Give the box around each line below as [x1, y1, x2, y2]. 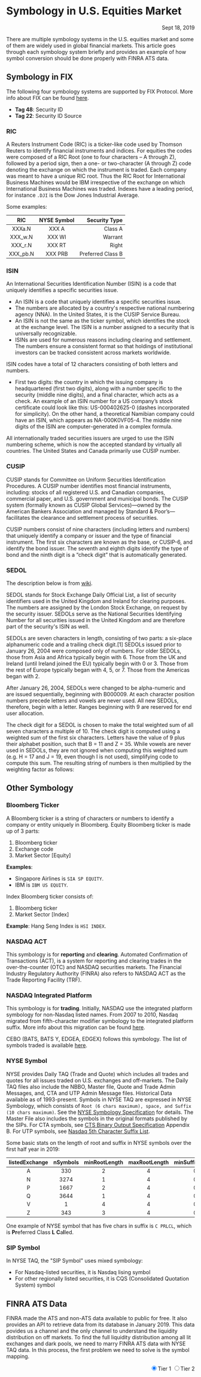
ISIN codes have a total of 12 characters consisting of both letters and [6, 361, 178, 368]
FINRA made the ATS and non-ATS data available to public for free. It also [6, 1315, 187, 1322]
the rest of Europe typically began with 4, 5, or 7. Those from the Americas [6, 666, 190, 674]
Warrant [102, 233, 123, 240]
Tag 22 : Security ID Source [14, 112, 82, 119]
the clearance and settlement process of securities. [31, 514, 159, 521]
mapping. [6, 1353, 30, 1360]
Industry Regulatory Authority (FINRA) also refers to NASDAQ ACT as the [6, 970, 186, 977]
